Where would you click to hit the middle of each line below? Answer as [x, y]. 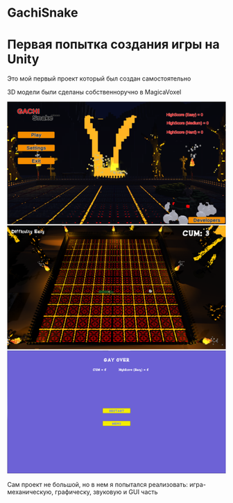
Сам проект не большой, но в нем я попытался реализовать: [98, 485]
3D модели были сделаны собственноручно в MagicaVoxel [94, 92]
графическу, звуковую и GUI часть [106, 492]
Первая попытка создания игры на [113, 45]
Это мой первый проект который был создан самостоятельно [99, 79]
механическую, [31, 492]
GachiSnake [43, 13]
